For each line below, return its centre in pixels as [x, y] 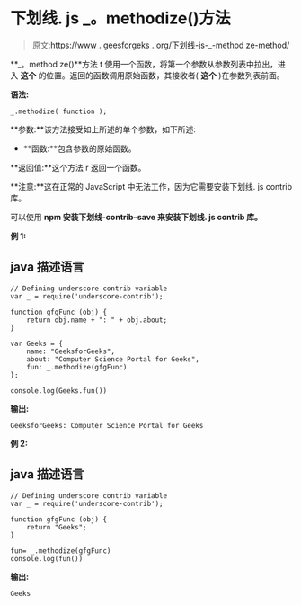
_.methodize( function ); [58, 111]
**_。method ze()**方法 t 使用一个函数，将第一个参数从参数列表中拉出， [144, 64]
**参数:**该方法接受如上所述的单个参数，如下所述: [103, 129]
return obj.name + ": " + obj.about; [97, 320]
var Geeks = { [37, 343]
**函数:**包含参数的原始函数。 [80, 148]
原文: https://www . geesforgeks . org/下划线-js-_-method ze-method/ [161, 45]
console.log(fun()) [47, 558]
